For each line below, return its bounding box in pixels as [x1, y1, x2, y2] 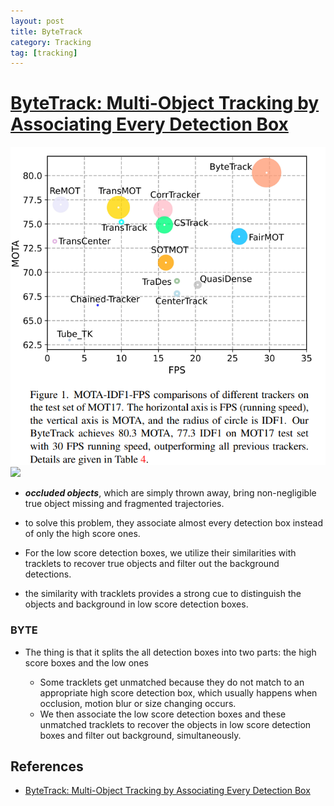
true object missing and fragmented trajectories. [24, 498, 225, 510]
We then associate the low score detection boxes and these [39, 708, 287, 720]
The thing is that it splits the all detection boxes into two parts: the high [24, 646, 317, 658]
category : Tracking [10, 37, 92, 47]
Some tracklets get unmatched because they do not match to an [39, 676, 305, 688]
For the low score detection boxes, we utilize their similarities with [24, 547, 297, 559]
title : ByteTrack [10, 26, 83, 37]
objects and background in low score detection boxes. [24, 598, 249, 610]
